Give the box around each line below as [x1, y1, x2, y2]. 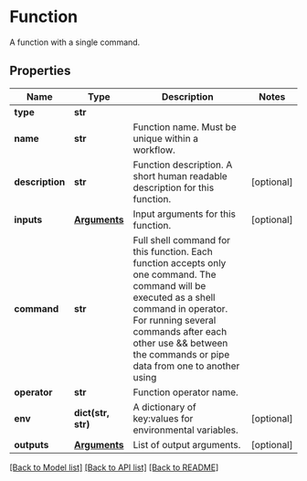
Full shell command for [132, 233, 231, 246]
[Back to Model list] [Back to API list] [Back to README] [9, 462, 219, 473]
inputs [14, 213, 43, 226]
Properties [9, 63, 71, 79]
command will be [132, 279, 206, 292]
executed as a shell [132, 291, 216, 304]
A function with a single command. [9, 37, 141, 48]
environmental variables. [132, 423, 239, 436]
